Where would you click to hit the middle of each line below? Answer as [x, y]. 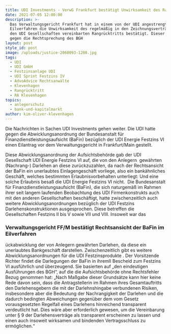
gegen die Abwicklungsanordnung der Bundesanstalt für [65, 134]
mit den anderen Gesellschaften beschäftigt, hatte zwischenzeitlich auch [81, 198]
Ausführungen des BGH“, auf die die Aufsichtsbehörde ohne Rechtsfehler [82, 272]
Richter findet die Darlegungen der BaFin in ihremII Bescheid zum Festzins [83, 261]
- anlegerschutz [27, 105]
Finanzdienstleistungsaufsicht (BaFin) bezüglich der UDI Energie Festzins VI [85, 139]
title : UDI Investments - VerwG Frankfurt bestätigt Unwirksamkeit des [83, 10]
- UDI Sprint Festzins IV [37, 76]
